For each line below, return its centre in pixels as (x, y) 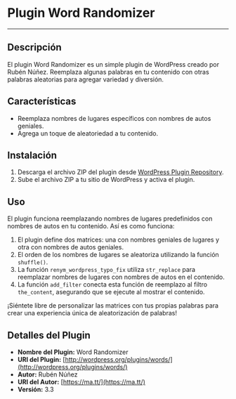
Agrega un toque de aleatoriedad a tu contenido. (88, 133)
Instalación (32, 155)
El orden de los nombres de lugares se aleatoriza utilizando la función (118, 255)
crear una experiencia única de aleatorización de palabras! (92, 313)
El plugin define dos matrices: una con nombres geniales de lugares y (118, 240)
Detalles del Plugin (49, 335)
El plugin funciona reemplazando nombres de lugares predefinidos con (110, 218)
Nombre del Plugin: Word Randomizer (73, 352)
